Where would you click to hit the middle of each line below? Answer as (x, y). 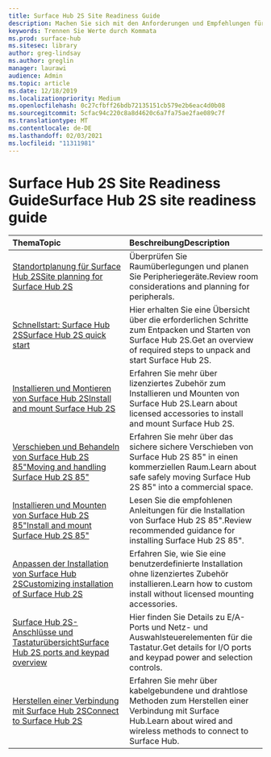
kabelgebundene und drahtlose (188, 691)
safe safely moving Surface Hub (190, 477)
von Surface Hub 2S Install (62, 398)
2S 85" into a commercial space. (191, 487)
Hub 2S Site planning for (58, 277)
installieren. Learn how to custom (191, 584)
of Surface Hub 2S (48, 594)
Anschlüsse (35, 632)
